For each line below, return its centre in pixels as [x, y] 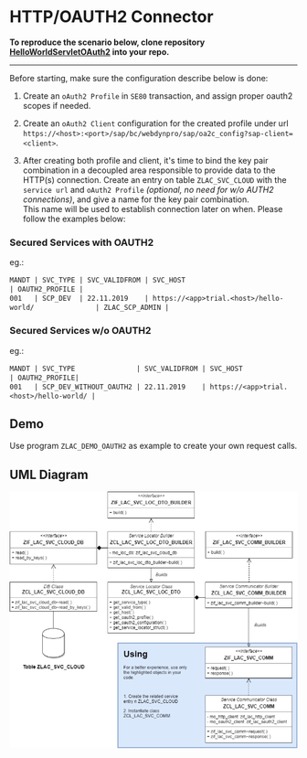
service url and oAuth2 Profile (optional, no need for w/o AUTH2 [148, 189]
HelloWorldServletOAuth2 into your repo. [90, 51]
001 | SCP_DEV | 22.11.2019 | [79, 299]
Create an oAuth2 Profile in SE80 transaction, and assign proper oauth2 [158, 96]
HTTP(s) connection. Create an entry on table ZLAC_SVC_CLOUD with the [154, 179]
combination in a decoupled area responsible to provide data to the [149, 170]
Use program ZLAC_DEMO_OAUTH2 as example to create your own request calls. [153, 446]
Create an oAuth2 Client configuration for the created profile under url [156, 123]
